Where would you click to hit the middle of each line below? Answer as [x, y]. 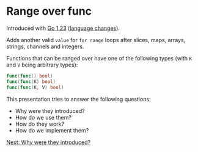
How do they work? [40, 124]
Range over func [49, 11]
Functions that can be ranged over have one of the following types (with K [99, 58]
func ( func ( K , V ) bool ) [35, 87]
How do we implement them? [52, 130]
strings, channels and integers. [45, 46]
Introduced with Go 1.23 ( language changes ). [63, 28]
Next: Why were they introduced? [49, 142]
